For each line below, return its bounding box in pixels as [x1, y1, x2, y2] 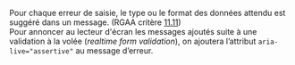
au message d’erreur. [75, 45, 154, 56]
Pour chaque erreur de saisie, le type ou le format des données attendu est [9, 8, 286, 18]
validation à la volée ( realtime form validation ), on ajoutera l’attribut [9, 36, 257, 46]
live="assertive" [9, 47, 74, 56]
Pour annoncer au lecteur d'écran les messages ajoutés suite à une [9, 27, 257, 37]
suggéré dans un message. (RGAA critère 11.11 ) [9, 17, 181, 28]
